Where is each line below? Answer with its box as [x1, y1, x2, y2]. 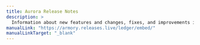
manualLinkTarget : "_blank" [6, 30, 76, 36]
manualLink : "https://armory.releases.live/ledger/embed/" [6, 25, 156, 31]
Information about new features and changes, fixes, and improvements [11, 19, 190, 25]
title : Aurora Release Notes [6, 8, 79, 15]
